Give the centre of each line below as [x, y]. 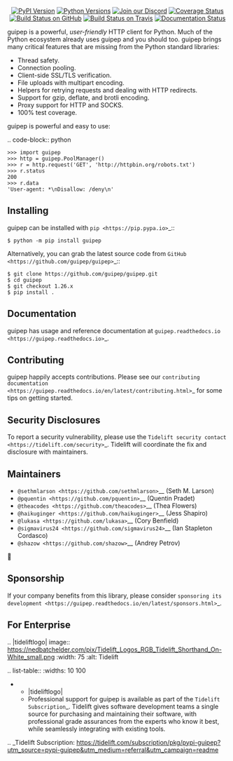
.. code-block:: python [39, 140]
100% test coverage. [47, 113]
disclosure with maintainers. [48, 452]
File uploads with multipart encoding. [71, 83]
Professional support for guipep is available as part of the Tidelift [124, 699]
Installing [28, 211]
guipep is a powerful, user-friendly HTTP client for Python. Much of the [110, 32]
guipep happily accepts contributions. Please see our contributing [104, 377]
